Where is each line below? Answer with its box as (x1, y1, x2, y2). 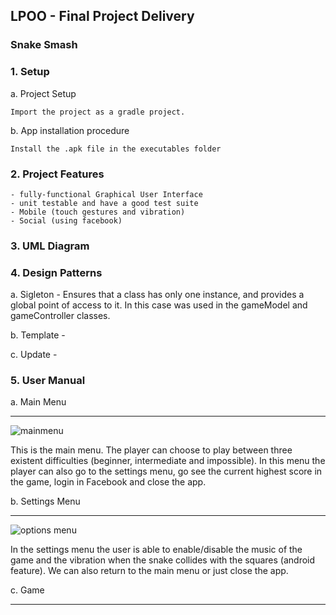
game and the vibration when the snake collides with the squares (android (10, 554, 316, 566)
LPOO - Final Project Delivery (10, 8, 195, 25)
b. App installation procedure (10, 124, 130, 136)
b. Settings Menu (10, 495, 81, 508)
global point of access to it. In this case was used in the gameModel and (10, 299, 308, 311)
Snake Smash (10, 38, 78, 52)
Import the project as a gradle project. (10, 107, 186, 117)
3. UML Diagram (10, 239, 90, 253)
